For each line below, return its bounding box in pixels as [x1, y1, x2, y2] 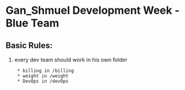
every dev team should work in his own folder [14, 56, 127, 63]
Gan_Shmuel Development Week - [5, 4, 180, 17]
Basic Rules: [5, 40, 53, 50]
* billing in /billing [17, 68, 74, 74]
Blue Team [5, 16, 59, 30]
